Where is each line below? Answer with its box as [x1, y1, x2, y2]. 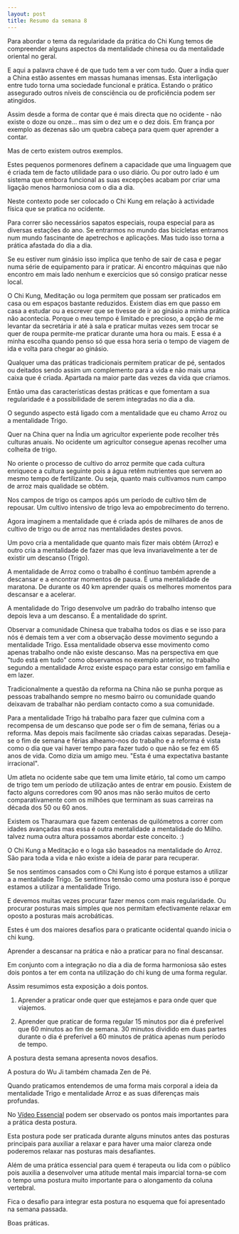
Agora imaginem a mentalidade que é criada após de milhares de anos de [7, 516, 223, 525]
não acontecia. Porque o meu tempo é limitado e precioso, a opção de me [7, 314, 224, 322]
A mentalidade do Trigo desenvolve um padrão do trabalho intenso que [7, 603, 216, 612]
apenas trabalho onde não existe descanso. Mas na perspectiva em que [7, 648, 219, 656]
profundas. [7, 1096, 40, 1105]
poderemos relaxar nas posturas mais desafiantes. [7, 1146, 156, 1156]
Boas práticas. [7, 1218, 50, 1227]
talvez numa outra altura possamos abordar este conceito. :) [7, 832, 184, 840]
